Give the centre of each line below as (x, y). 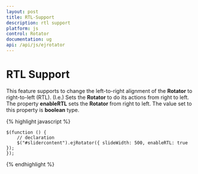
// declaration (36, 138)
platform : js (22, 28)
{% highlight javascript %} (38, 121)
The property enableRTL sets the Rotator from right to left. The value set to (99, 103)
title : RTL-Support (30, 17)
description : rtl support (38, 23)
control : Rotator (28, 34)
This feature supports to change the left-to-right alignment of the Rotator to (99, 91)
